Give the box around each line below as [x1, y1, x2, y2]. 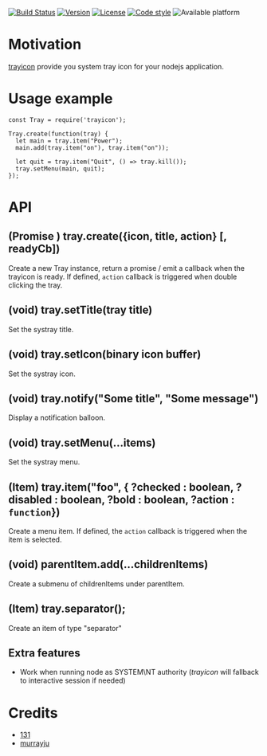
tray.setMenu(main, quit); [15, 164, 105, 173]
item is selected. [8, 535, 62, 544]
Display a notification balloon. [8, 413, 106, 422]
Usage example [8, 90, 113, 108]
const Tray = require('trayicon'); [8, 116, 127, 123]
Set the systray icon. [8, 369, 76, 378]
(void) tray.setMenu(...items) [8, 436, 156, 449]
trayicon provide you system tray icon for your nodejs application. [8, 61, 225, 71]
